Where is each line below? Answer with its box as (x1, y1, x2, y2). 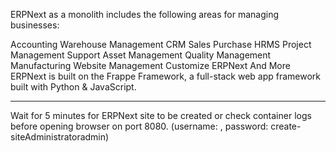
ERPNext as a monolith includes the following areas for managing (10, 9, 280, 20)
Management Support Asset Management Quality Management (10, 49, 272, 61)
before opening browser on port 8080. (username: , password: (10, 120, 269, 132)
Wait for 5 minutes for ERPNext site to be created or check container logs (10, 110, 312, 121)
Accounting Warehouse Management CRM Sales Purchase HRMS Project (10, 39, 312, 50)
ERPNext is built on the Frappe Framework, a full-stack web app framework (10, 70, 322, 82)
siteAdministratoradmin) (10, 131, 110, 143)
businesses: (10, 19, 60, 31)
